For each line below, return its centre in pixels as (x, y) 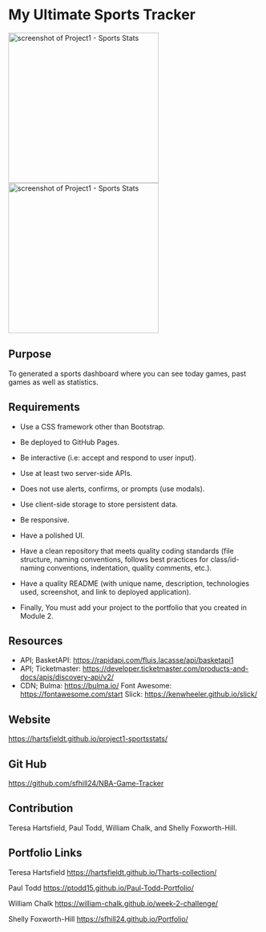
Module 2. (36, 615)
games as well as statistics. (53, 381)
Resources (36, 641)
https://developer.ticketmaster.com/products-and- (166, 669)
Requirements (44, 407)
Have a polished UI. (52, 535)
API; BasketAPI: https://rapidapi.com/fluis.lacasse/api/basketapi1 (127, 660)
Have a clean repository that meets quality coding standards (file (127, 551)
